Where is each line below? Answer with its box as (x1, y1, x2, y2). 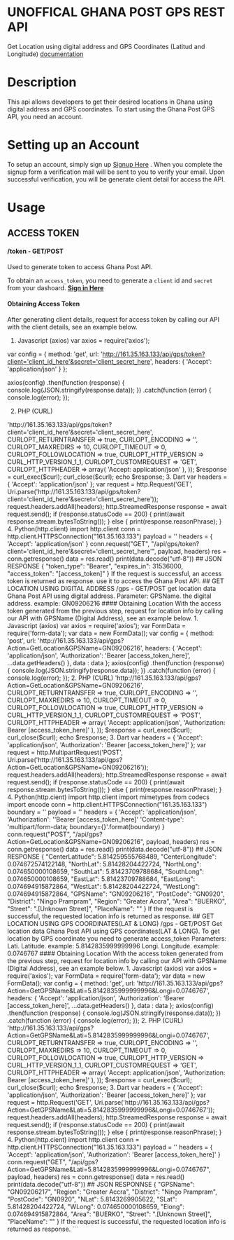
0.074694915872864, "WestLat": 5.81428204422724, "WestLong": (7, 882, 200, 890)
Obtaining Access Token (7, 299, 80, 308)
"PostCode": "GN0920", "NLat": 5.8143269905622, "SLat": (7, 1194, 177, 1203)
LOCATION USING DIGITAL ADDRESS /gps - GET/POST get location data (7, 584, 217, 592)
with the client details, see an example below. (7, 322, 138, 331)
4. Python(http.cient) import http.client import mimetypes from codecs (7, 793, 210, 801)
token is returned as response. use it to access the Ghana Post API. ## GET (7, 576, 225, 585)
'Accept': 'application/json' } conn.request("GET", (7, 539, 150, 547)
